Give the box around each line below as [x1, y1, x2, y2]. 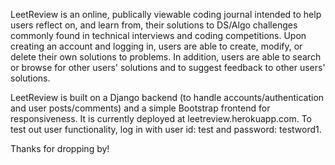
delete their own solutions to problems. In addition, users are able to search [10, 51, 322, 63]
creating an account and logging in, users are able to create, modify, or [10, 40, 303, 52]
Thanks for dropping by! [10, 143, 110, 154]
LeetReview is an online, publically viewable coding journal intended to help [10, 9, 322, 20]
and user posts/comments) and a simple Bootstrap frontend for [10, 102, 271, 114]
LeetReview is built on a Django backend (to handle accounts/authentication [10, 92, 325, 103]
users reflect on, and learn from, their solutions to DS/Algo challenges [10, 19, 298, 31]
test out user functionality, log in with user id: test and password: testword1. [10, 124, 322, 135]
